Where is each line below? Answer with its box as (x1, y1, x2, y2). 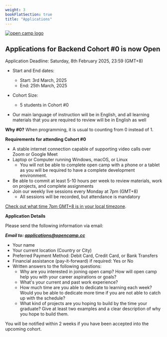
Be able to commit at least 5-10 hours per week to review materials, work (12, 178, 163, 184)
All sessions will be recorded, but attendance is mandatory (19, 194, 141, 200)
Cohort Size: (12, 92, 38, 98)
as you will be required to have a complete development (19, 167, 135, 173)
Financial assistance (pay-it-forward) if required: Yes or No (12, 258, 134, 264)
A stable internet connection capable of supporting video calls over (12, 146, 151, 152)
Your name (12, 242, 35, 248)
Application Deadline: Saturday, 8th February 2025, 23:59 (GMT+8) (5, 58, 144, 64)
